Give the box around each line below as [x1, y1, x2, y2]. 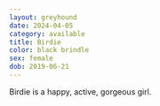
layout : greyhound [9, 12, 77, 22]
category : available [9, 29, 86, 38]
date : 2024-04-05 [9, 21, 74, 30]
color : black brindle [9, 46, 90, 55]
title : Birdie [9, 37, 62, 47]
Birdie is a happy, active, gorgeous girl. [9, 86, 152, 97]
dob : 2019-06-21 [9, 63, 69, 72]
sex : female [9, 54, 53, 63]
